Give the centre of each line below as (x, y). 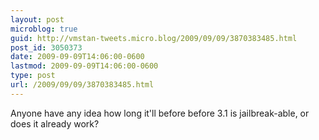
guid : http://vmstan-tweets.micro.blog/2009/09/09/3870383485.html (154, 38)
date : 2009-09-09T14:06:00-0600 (77, 57)
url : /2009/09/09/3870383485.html (82, 85)
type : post (33, 76)
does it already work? (55, 123)
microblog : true (44, 29)
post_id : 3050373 (46, 47)
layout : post (37, 19)
